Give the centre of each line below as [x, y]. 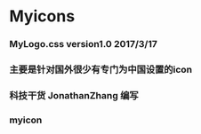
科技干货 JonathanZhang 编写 [74, 95]
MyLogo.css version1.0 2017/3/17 [83, 44]
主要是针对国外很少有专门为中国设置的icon [101, 70]
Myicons [42, 16]
